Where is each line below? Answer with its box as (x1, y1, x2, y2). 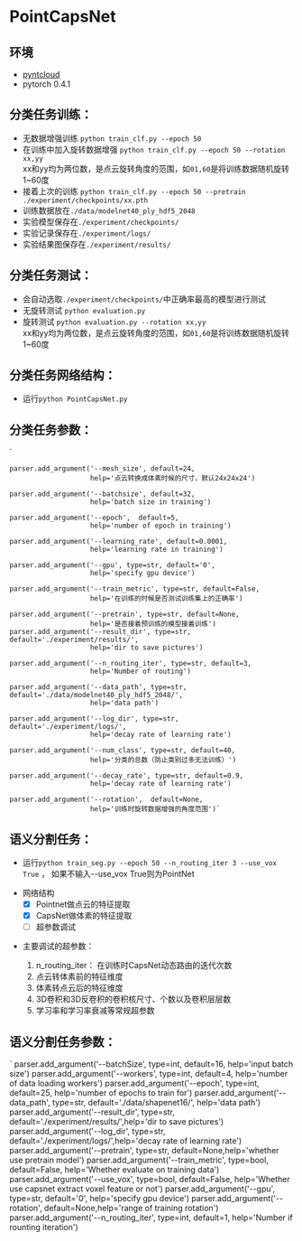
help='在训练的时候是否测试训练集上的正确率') (89, 594, 243, 603)
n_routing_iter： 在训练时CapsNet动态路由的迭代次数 (35, 960, 233, 971)
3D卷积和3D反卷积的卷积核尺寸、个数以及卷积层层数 (35, 994, 232, 1004)
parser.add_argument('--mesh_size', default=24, (9, 464, 196, 473)
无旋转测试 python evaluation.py (22, 304, 146, 315)
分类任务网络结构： (9, 368, 116, 383)
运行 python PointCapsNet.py (22, 393, 128, 404)
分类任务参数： (9, 422, 93, 437)
